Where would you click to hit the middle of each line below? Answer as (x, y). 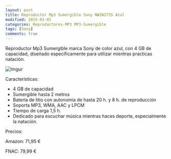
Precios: (14, 131)
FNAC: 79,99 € (21, 151)
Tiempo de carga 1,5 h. (37, 111)
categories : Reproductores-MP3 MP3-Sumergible (56, 24)
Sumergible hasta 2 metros (41, 94)
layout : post (19, 10)
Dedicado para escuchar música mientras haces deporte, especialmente (89, 116)
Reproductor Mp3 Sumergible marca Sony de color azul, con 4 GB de (78, 48)
